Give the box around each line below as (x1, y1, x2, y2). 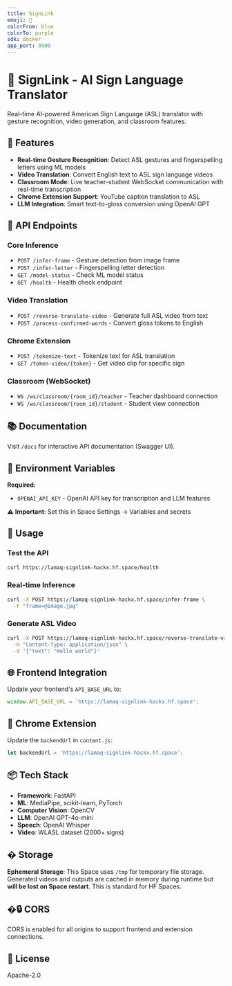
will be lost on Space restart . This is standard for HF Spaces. (7, 882, 182, 890)
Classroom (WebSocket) (7, 376, 91, 386)
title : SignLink (7, 10, 54, 17)
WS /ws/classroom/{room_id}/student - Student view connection (17, 400, 200, 408)
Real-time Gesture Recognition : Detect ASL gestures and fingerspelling (17, 155, 223, 163)
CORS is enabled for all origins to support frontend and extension (7, 925, 193, 933)
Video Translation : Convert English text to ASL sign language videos (17, 170, 213, 179)
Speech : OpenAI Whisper (17, 821, 90, 829)
